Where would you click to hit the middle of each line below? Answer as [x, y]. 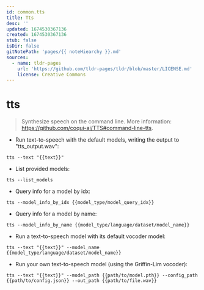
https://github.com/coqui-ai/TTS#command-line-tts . [87, 128]
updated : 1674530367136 [37, 29]
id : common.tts [26, 12]
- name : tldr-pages [37, 63]
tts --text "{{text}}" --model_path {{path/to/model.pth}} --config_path [102, 275]
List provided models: [42, 169]
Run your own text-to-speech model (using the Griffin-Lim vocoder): [101, 264]
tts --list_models [30, 180]
